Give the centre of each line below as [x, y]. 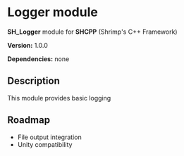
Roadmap [29, 120]
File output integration [50, 137]
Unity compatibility [45, 144]
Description [33, 81]
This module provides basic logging [59, 98]
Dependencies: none [38, 59]
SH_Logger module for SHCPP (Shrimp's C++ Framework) [92, 32]
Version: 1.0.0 [27, 45]
